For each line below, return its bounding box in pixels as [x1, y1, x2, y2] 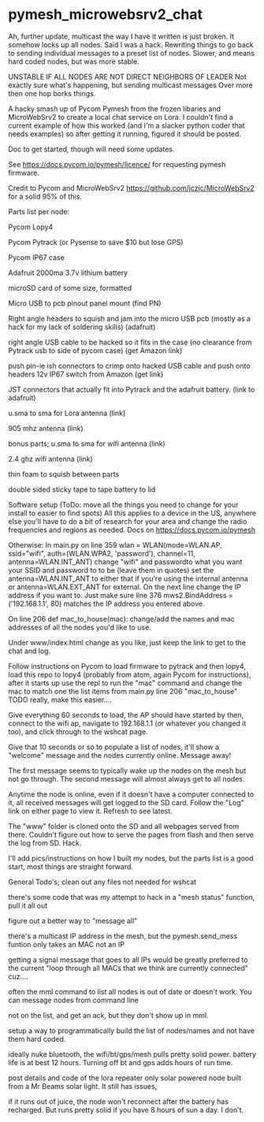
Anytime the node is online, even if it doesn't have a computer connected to [8, 789, 255, 799]
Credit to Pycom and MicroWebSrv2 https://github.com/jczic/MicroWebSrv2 [8, 183, 255, 192]
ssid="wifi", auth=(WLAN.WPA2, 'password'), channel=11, [8, 548, 195, 558]
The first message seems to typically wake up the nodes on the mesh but [8, 766, 247, 775]
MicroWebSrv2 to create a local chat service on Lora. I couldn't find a [8, 112, 234, 121]
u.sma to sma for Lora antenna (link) [8, 408, 126, 418]
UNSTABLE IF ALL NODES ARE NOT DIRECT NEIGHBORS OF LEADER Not [8, 72, 247, 81]
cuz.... [8, 972, 29, 981]
